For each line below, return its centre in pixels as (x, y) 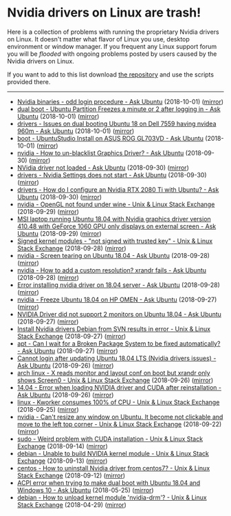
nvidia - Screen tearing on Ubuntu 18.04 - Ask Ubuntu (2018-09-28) (113, 255)
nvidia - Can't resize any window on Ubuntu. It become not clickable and (120, 417)
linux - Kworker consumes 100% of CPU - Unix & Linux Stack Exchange (118, 402)
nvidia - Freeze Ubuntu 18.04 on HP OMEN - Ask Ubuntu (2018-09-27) (117, 299)
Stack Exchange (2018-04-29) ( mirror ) (72, 504)
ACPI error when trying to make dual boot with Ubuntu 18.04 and (109, 483)
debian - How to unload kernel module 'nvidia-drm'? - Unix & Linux (112, 497)
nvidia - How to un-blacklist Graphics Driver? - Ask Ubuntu (100, 152)
